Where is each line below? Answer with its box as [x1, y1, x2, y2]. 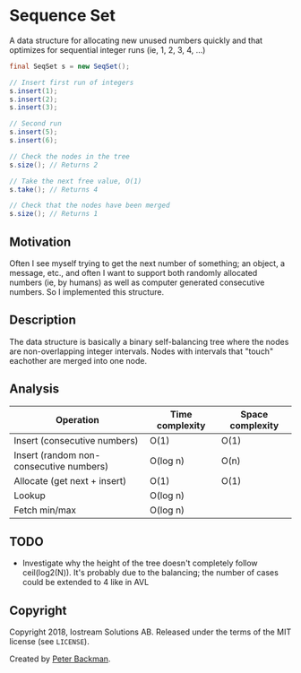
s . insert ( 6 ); [9, 136, 58, 145]
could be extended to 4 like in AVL [21, 577, 150, 588]
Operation [55, 413, 100, 426]
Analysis [9, 382, 60, 397]
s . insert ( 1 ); [9, 86, 58, 95]
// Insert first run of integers [9, 78, 134, 87]
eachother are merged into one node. [9, 355, 148, 366]
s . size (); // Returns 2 [9, 160, 99, 169]
